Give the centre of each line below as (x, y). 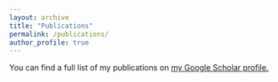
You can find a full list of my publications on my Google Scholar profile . (139, 68)
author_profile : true (49, 42)
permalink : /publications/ (59, 34)
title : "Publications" (51, 26)
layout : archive (39, 17)
